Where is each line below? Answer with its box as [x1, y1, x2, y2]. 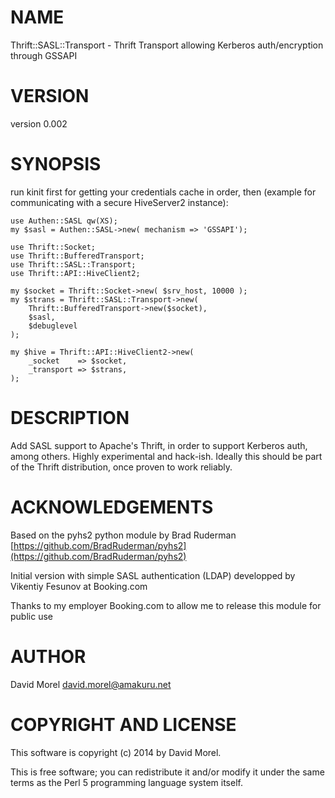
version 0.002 [10, 117, 68, 130]
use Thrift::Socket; [10, 242, 97, 252]
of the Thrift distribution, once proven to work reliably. [10, 461, 233, 473]
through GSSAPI [10, 49, 78, 61]
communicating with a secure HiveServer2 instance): [10, 196, 229, 208]
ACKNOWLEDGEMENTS [10, 496, 214, 518]
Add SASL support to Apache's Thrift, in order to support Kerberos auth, [10, 439, 308, 451]
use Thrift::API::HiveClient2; [10, 268, 141, 278]
